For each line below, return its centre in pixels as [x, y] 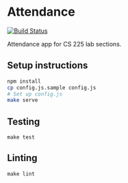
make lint [21, 174]
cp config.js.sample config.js [52, 87]
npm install [24, 81]
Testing [24, 121]
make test [21, 137]
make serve [23, 100]
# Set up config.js [35, 94]
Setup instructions [48, 66]
